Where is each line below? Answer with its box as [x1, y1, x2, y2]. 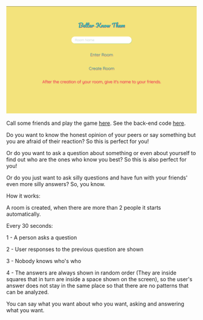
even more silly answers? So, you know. [6, 181, 106, 187]
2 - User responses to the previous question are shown [6, 245, 144, 253]
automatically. [6, 210, 41, 218]
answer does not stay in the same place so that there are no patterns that [6, 282, 189, 289]
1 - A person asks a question [6, 234, 77, 241]
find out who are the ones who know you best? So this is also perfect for [6, 156, 187, 163]
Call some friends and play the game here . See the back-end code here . [6, 119, 186, 127]
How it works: [6, 192, 41, 199]
